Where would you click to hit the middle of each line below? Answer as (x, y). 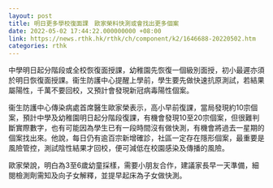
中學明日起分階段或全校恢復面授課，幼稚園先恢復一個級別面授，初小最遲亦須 (136, 70)
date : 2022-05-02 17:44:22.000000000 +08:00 (85, 31)
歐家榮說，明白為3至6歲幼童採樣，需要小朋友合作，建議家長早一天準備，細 (134, 165)
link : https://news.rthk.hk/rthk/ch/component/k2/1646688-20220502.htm (132, 38)
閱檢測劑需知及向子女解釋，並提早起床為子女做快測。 (97, 176)
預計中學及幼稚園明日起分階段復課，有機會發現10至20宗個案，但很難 (137, 117)
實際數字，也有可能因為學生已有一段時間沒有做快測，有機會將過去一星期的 (140, 128)
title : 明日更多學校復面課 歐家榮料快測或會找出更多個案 (94, 23)
